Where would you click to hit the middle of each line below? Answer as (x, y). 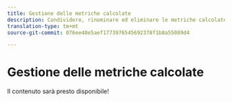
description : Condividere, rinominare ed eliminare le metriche (101, 20)
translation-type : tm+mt (43, 26)
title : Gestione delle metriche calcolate (69, 13)
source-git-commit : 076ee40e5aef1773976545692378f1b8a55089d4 (98, 33)
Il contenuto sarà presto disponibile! (58, 91)
